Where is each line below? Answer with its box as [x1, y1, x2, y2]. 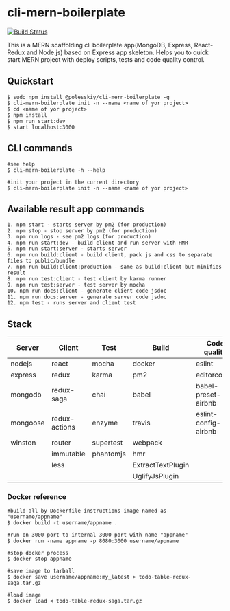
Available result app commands [7, 203, 145, 214]
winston [10, 438, 36, 447]
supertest [92, 438, 123, 447]
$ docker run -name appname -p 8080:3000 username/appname [7, 537, 179, 544]
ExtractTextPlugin [132, 460, 190, 470]
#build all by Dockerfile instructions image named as [7, 507, 167, 515]
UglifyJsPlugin [132, 471, 179, 481]
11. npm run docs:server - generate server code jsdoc [7, 293, 167, 300]
